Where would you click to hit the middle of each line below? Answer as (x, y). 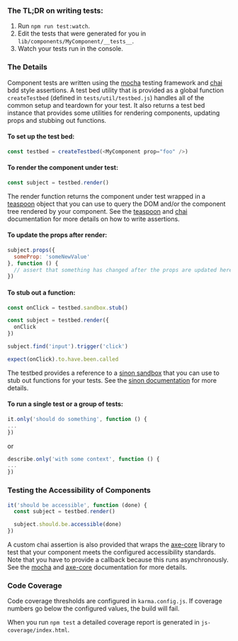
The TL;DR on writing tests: (56, 11)
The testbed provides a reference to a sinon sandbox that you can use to (113, 373)
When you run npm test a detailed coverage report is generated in (103, 623)
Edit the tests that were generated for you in (82, 33)
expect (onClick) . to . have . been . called (63, 359)
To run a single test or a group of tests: (66, 404)
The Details (27, 67)
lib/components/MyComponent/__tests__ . (76, 41)
